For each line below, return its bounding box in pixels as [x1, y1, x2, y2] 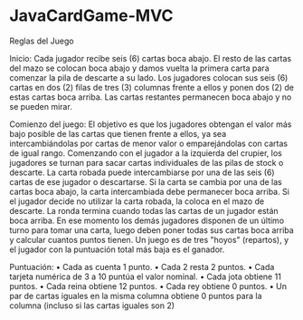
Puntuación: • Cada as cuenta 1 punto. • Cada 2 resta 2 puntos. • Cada [9, 261, 275, 272]
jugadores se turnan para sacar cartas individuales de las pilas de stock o [9, 157, 284, 168]
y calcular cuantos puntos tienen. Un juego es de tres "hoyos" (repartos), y [9, 234, 289, 245]
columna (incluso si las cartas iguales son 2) [9, 300, 175, 311]
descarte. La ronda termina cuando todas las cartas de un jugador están [9, 205, 279, 216]
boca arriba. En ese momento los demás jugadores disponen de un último [9, 215, 285, 226]
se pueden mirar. [9, 101, 72, 112]
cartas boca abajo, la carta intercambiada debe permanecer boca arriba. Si [9, 186, 289, 197]
